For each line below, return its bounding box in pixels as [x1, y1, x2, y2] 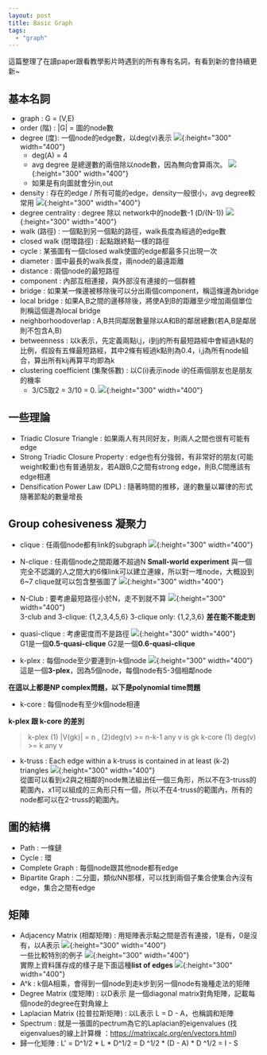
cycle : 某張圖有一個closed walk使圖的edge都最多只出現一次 [19, 246, 218, 256]
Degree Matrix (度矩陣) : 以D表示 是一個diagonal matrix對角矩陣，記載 [19, 989, 249, 999]
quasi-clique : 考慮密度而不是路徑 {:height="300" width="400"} [19, 629, 236, 638]
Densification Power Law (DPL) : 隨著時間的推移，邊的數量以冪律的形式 [19, 482, 253, 491]
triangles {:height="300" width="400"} [19, 765, 156, 775]
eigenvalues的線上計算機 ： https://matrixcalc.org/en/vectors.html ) [19, 1029, 238, 1038]
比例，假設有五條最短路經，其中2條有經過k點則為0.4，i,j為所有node [19, 346, 242, 355]
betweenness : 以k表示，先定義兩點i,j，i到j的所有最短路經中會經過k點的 [19, 336, 254, 346]
